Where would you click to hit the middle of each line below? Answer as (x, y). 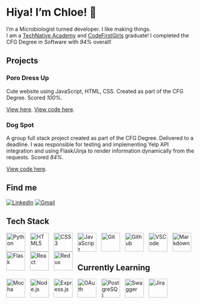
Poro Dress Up (28, 78)
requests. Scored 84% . (35, 157)
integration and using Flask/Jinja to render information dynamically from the (100, 151)
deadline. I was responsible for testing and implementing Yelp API (88, 144)
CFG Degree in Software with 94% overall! (59, 42)
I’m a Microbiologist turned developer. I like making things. (79, 29)
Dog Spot (20, 125)
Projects (22, 61)
